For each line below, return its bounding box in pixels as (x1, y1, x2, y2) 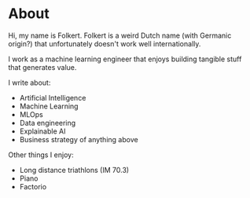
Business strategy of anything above (19, 134, 139, 144)
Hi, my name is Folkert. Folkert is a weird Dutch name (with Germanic (8, 31, 232, 40)
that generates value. (8, 62, 77, 71)
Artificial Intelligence (19, 93, 86, 102)
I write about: (8, 78, 51, 87)
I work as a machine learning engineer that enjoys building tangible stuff (8, 54, 242, 64)
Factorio (19, 181, 47, 191)
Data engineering (19, 118, 76, 127)
